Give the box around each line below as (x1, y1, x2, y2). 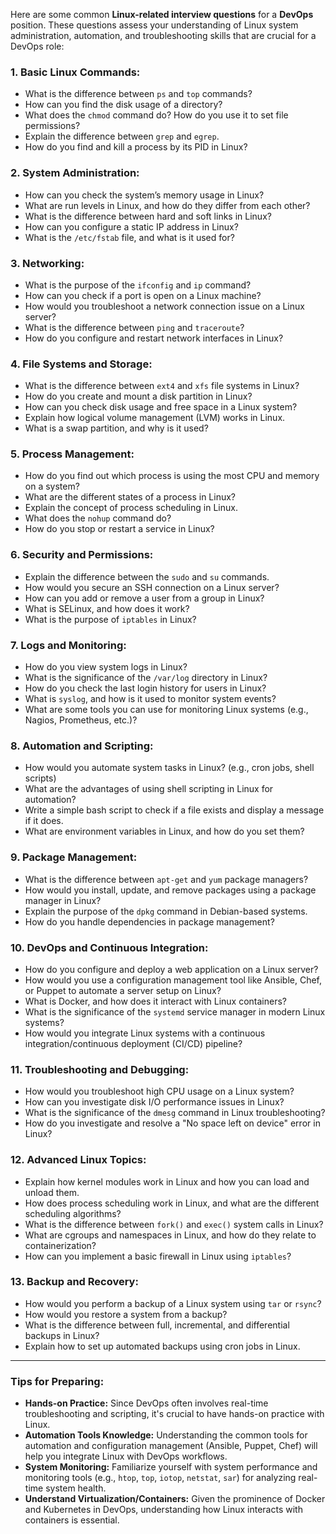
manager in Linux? (24, 894, 102, 906)
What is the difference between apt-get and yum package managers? (24, 873, 309, 885)
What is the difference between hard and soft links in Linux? (24, 210, 272, 222)
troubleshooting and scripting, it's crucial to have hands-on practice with (24, 1408, 325, 1420)
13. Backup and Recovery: (10, 1275, 139, 1289)
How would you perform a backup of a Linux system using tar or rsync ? (24, 1297, 322, 1309)
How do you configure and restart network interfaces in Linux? (24, 332, 284, 344)
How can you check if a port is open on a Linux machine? (24, 289, 262, 301)
